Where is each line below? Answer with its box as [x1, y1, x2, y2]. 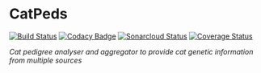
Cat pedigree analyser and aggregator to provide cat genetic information [9, 47, 254, 56]
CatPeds [9, 5, 68, 23]
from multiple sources [9, 55, 82, 65]
